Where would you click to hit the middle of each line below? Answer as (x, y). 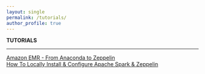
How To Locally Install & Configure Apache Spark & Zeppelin (82, 64)
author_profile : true (34, 23)
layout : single (26, 12)
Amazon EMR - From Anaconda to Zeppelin (61, 58)
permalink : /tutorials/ (37, 18)
